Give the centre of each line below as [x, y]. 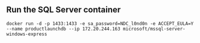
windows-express [27, 34]
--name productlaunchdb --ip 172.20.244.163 [63, 29]
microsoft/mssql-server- [154, 29]
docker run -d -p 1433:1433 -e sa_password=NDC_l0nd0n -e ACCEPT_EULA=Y [100, 23]
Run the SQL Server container [64, 10]
